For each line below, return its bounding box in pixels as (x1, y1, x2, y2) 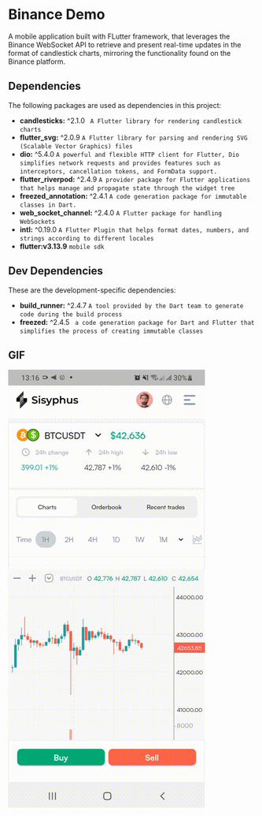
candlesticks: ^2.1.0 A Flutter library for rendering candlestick (19, 116, 242, 125)
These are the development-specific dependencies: (8, 285, 176, 295)
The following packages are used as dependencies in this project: (8, 100, 222, 110)
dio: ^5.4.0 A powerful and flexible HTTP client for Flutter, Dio (19, 149, 240, 158)
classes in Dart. (19, 201, 77, 209)
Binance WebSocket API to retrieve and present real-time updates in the (8, 39, 242, 49)
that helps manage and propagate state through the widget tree (19, 184, 235, 192)
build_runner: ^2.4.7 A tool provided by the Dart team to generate (19, 300, 244, 310)
